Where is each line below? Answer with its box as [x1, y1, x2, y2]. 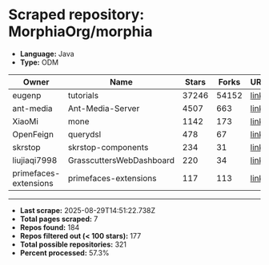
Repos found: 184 [19, 222, 80, 232]
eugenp [12, 89, 42, 101]
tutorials [67, 89, 98, 101]
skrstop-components [67, 141, 149, 152]
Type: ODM [19, 57, 58, 67]
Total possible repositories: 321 [19, 239, 126, 249]
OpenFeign [12, 129, 54, 140]
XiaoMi [12, 116, 38, 127]
